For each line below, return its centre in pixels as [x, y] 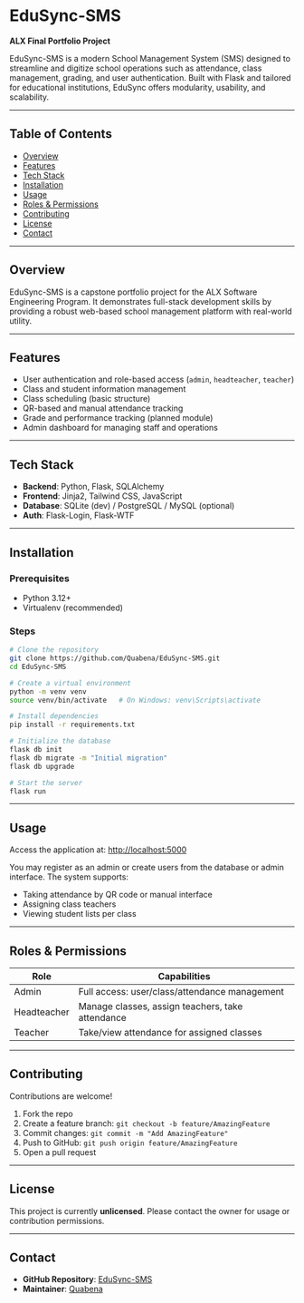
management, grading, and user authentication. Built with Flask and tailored [150, 77]
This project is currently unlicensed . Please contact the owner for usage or [150, 1211]
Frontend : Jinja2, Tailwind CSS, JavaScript [102, 496]
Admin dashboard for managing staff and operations [120, 428]
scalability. [29, 97]
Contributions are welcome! [61, 1096]
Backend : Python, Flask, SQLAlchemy [93, 487]
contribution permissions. [57, 1220]
